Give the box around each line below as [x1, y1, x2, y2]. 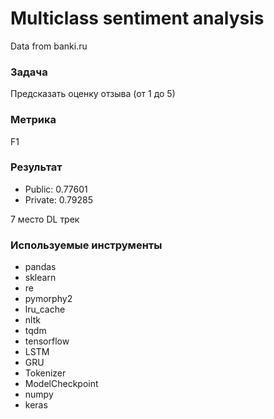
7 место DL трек [10, 213, 80, 225]
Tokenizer [24, 367, 67, 379]
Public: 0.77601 [24, 183, 88, 195]
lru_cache [24, 303, 66, 316]
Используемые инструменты [10, 238, 163, 252]
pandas [24, 261, 57, 273]
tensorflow [24, 335, 70, 347]
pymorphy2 [24, 293, 73, 305]
